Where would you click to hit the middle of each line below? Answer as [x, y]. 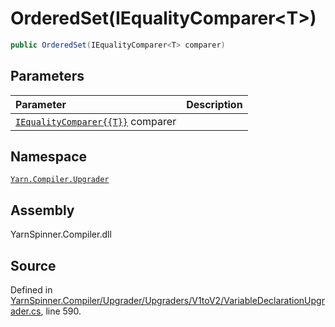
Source [33, 265]
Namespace [49, 157]
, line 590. [61, 311]
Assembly [42, 210]
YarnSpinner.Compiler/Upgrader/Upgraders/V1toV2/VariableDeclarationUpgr [167, 301]
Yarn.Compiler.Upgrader [60, 180]
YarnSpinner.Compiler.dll [61, 234]
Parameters [47, 76]
